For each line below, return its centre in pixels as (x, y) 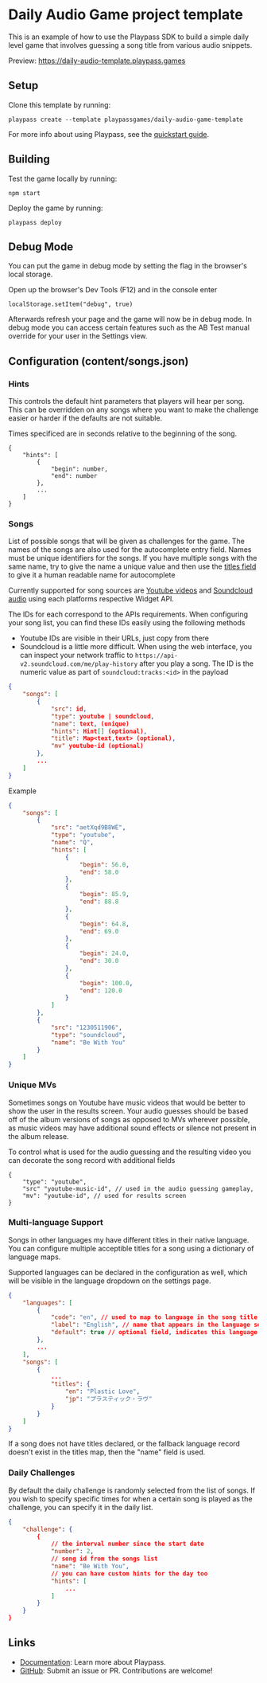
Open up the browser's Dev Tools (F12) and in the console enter (113, 290)
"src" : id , (69, 709)
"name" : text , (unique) (90, 724)
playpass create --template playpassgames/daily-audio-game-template (126, 119)
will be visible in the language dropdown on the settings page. (110, 1281)
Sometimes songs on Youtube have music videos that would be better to (127, 1102)
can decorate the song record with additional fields (92, 1160)
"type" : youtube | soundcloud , (103, 716)
